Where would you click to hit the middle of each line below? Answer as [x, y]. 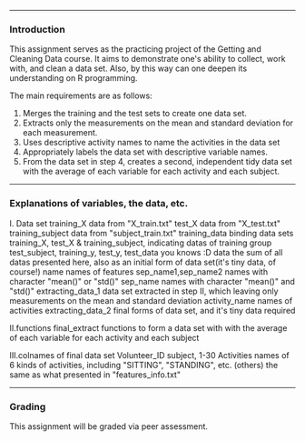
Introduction [37, 29]
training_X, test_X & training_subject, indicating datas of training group [141, 243]
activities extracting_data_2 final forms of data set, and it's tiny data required [152, 310]
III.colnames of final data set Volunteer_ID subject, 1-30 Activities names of [150, 355]
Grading [28, 406]
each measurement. [60, 133]
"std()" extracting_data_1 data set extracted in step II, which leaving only [144, 291]
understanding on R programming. [74, 78]
